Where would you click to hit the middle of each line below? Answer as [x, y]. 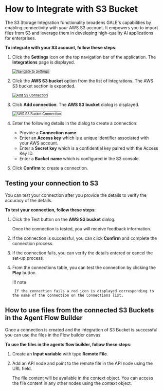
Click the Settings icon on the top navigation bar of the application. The [84, 57]
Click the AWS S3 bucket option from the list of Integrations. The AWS [83, 81]
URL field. [22, 368]
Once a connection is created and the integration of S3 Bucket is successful [81, 329]
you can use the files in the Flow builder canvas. [54, 335]
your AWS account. [39, 143]
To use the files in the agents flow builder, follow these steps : [68, 344]
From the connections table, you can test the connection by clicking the [84, 268]
